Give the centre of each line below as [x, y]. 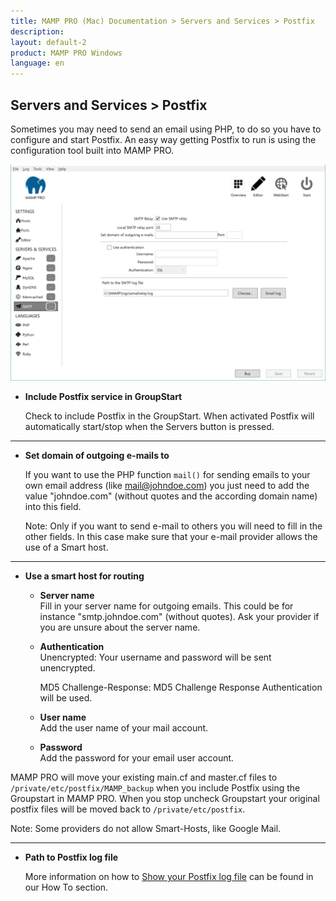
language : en [37, 63]
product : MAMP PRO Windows [66, 53]
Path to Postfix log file [71, 857]
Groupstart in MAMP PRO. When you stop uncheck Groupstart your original [165, 799]
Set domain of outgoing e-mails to [97, 456]
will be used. [66, 698]
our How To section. [66, 887]
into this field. [53, 507]
